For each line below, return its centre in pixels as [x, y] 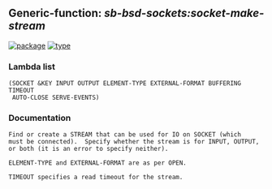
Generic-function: [55, 13]
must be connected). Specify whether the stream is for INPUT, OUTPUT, [134, 142]
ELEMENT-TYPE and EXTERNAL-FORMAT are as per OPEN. [97, 163]
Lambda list [32, 67]
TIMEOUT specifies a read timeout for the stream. [96, 178]
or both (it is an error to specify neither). [89, 149]
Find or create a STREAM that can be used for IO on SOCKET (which [125, 135]
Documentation [40, 118]
